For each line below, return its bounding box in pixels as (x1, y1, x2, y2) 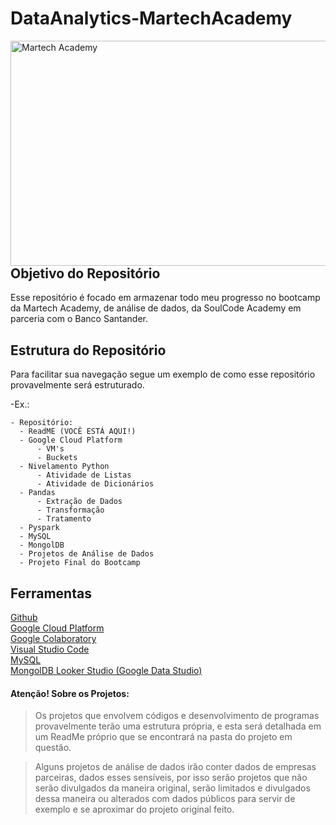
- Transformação (36, 505, 105, 516)
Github (10, 611, 38, 623)
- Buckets (36, 453, 78, 463)
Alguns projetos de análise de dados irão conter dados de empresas (34, 761, 317, 773)
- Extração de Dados (36, 497, 123, 507)
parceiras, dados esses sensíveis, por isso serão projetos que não (34, 772, 308, 784)
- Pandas (19, 488, 56, 498)
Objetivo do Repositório (10, 265, 161, 282)
